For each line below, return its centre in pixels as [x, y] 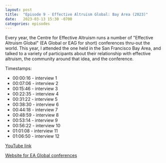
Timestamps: [19, 69]
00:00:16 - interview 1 [35, 78]
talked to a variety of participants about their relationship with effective [78, 54]
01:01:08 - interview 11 [35, 131]
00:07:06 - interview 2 [35, 83]
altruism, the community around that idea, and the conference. [69, 59]
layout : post [19, 10]
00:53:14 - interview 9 [35, 120]
